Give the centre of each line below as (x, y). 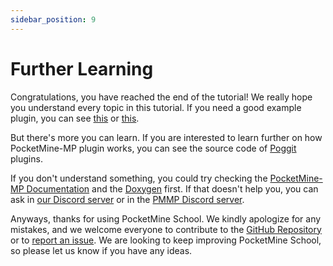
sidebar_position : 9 (53, 19)
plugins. (26, 158)
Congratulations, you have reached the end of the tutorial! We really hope (161, 97)
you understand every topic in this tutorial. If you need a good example (156, 107)
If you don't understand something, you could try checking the (139, 178)
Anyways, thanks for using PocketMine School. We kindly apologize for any (166, 218)
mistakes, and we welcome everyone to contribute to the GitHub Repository (166, 229)
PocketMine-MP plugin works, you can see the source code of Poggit (153, 148)
